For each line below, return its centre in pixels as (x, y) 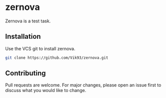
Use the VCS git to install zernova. (40, 48)
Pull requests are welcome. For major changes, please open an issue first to (83, 85)
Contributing (25, 73)
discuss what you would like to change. (46, 91)
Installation (23, 37)
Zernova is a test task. (28, 21)
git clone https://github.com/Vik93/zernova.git (57, 58)
